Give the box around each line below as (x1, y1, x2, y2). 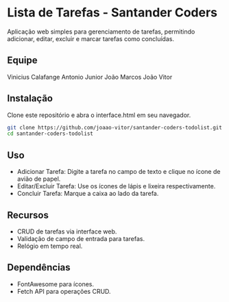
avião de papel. (16, 175, 61, 183)
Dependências (7, 262, 71, 273)
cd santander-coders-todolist (7, 130, 94, 138)
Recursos (7, 209, 49, 221)
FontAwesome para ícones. (16, 279, 95, 288)
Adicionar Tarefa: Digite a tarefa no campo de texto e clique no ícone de (16, 168, 221, 176)
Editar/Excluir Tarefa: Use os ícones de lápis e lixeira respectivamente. (16, 182, 216, 190)
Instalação (7, 92, 53, 104)
